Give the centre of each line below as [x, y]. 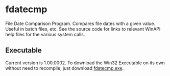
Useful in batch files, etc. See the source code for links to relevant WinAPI [83, 29]
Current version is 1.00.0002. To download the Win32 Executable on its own [85, 63]
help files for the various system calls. [45, 34]
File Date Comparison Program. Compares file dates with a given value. [80, 23]
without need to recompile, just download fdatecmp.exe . [65, 68]
